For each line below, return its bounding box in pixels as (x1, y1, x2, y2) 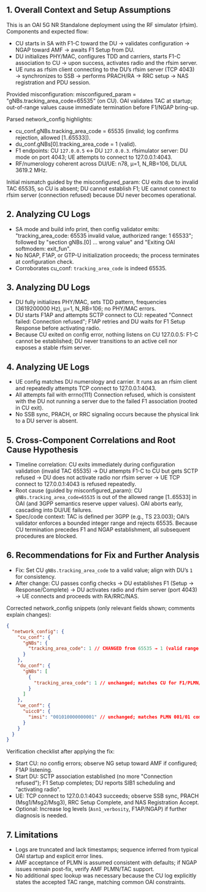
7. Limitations (6, 829, 58, 840)
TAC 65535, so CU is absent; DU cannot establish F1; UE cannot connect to (6, 185, 196, 192)
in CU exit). (15, 404, 44, 411)
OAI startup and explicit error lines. (15, 852, 104, 860)
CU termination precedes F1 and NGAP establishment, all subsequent (15, 526, 191, 533)
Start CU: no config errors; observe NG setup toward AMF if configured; (15, 760, 198, 767)
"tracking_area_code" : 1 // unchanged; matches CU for (33, 680, 177, 686)
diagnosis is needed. (15, 812, 68, 819)
